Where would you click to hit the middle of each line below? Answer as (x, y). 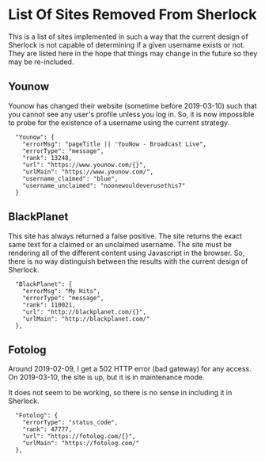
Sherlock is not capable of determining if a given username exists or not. (127, 44)
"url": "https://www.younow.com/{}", (85, 165)
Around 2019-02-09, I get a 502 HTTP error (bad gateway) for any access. (130, 369)
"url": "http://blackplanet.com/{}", (85, 312)
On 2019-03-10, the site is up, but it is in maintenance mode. (106, 377)
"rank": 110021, (49, 305)
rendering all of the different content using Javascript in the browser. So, (127, 253)
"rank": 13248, (47, 158)
